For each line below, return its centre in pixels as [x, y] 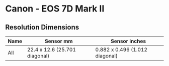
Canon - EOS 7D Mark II [55, 9]
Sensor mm [59, 41]
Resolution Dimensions [42, 27]
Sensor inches [128, 41]
